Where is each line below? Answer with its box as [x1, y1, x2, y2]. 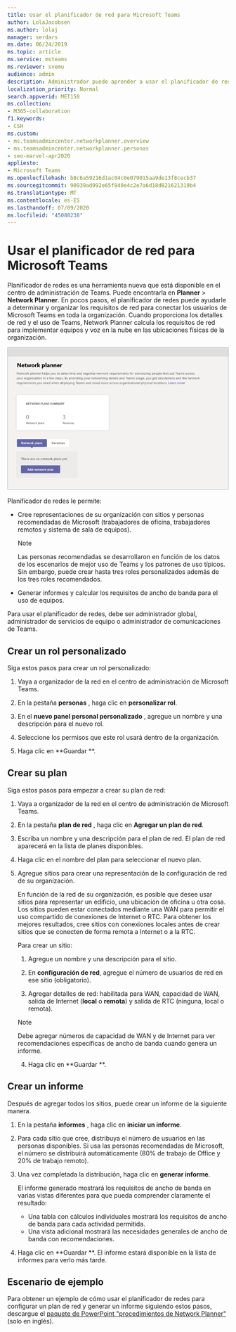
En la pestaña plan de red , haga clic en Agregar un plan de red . [17, 820, 204, 829]
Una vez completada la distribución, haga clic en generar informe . [17, 1170, 211, 1178]
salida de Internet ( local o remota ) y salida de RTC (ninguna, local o [27, 997, 225, 1005]
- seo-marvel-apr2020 [7, 152, 71, 160]
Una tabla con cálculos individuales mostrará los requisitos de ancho [27, 1212, 228, 1220]
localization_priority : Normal [7, 85, 99, 93]
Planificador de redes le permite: [7, 497, 102, 506]
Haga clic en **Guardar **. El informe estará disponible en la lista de [17, 1248, 216, 1257]
